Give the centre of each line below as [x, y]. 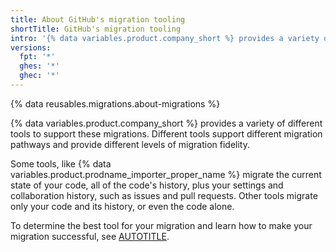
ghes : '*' [39, 66]
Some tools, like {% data [61, 163]
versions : [31, 47]
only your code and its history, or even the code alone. [122, 206]
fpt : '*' [37, 57]
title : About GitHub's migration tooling [98, 19]
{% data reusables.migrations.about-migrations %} [115, 103]
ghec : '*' [39, 76]
